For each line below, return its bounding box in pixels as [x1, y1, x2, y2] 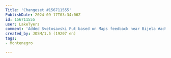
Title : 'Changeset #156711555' [5, 7, 72, 13]
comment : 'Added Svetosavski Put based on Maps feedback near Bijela [5, 26, 156, 32]
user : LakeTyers [5, 21, 40, 27]
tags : [5, 36, 17, 41]
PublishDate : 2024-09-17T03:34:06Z [5, 12, 81, 17]
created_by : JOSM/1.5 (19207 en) [5, 31, 76, 36]
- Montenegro [5, 41, 33, 46]
